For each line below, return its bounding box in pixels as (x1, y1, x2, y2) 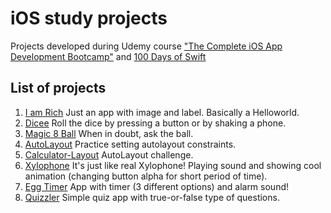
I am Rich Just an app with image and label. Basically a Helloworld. (24, 106, 300, 118)
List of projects (10, 80, 107, 97)
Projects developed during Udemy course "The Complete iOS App (10, 40, 283, 52)
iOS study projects (10, 7, 168, 30)
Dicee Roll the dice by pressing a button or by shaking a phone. (24, 117, 287, 129)
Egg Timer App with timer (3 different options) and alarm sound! (24, 180, 290, 192)
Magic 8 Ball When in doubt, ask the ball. (24, 127, 194, 139)
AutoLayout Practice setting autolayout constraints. (24, 138, 237, 150)
